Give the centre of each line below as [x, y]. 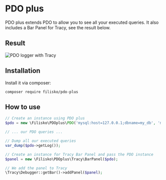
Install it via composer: [28, 83]
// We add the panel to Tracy [36, 168]
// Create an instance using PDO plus [45, 119]
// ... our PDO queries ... [34, 132]
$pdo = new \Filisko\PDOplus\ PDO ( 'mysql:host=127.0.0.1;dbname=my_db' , [80, 123]
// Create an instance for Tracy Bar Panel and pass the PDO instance [79, 154]
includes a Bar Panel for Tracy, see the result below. [58, 27]
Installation [23, 71]
